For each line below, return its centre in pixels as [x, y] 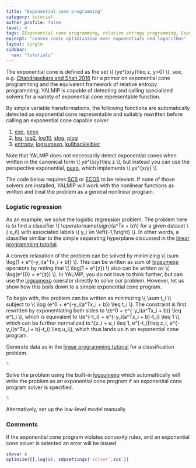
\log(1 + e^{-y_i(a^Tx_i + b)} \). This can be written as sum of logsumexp [92, 261]
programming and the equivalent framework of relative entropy [82, 84]
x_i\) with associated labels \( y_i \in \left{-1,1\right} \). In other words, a [94, 232]
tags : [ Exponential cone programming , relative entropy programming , [92, 33]
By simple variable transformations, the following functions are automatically [98, 108]
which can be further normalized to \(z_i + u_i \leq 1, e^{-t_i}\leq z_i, [87, 323]
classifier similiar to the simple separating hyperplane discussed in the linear [98, 238]
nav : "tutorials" [32, 55]
